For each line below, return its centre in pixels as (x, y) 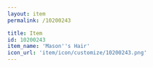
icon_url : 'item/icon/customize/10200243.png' (77, 53)
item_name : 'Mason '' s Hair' (49, 47)
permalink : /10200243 (39, 20)
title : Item (25, 33)
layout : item (27, 14)
